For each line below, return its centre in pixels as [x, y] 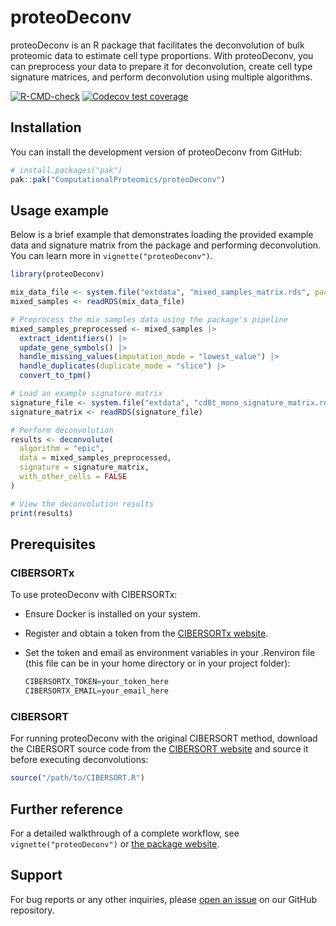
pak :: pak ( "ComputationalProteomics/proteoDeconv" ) [118, 179]
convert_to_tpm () [55, 376]
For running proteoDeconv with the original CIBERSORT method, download [164, 738]
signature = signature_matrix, [84, 467]
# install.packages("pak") [66, 170]
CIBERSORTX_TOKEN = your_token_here [96, 682]
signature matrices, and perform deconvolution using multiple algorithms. [161, 77]
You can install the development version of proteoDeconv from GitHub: [156, 152]
